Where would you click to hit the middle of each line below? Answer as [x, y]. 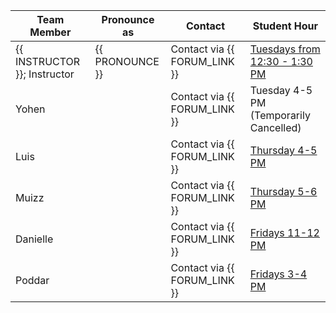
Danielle [34, 239]
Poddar [32, 280]
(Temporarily [280, 115]
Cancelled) [275, 127]
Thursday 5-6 [283, 191]
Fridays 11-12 [284, 232]
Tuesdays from [285, 49]
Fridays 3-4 [278, 274]
